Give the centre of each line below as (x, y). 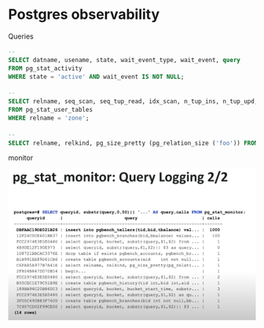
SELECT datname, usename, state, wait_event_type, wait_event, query (125, 60)
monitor (21, 158)
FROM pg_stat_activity (45, 68)
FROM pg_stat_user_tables (50, 110)
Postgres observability (84, 15)
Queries (21, 36)
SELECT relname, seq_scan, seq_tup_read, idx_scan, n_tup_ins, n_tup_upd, (133, 101)
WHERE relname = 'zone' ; (49, 118)
